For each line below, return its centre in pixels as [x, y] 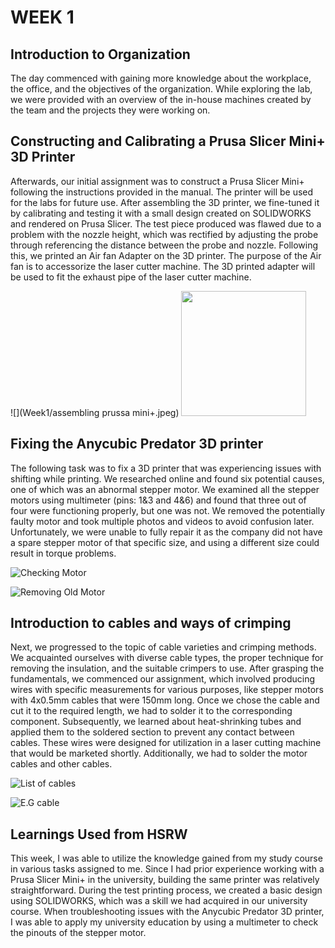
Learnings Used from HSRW [99, 834]
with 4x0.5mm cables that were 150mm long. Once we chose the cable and [165, 700]
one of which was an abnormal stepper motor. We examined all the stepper [165, 489]
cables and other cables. [61, 764]
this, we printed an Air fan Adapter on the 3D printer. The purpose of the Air [166, 255]
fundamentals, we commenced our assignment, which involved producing [163, 679]
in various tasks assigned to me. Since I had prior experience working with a [167, 869]
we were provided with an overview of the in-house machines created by [161, 99]
